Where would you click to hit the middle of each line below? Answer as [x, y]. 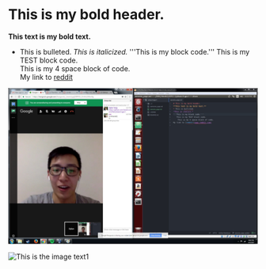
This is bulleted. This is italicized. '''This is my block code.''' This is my [135, 51]
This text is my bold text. [49, 36]
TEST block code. [49, 60]
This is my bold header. [86, 15]
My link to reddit [46, 77]
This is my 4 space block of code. [75, 68]
